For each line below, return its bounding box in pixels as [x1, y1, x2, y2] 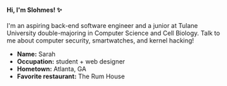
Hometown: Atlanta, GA [16, 65, 87, 73]
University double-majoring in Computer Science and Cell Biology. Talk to [6, 29, 220, 38]
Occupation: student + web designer [16, 57, 125, 66]
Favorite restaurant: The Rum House [16, 72, 125, 80]
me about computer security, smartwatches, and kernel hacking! [6, 36, 195, 45]
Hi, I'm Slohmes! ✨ [6, 6, 63, 14]
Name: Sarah [16, 50, 56, 59]
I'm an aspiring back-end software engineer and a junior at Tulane [6, 22, 198, 30]
